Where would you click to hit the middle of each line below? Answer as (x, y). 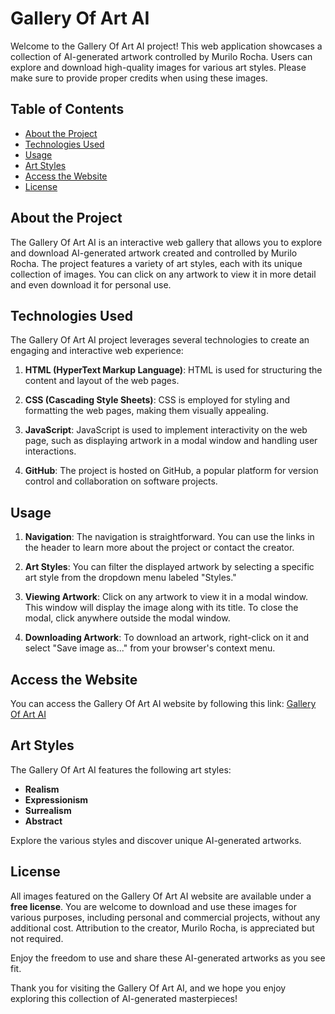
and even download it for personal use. (91, 284)
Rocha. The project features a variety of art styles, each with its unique (156, 263)
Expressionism (56, 799)
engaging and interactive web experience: (97, 351)
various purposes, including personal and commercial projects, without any (165, 917)
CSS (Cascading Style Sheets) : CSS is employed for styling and (157, 400)
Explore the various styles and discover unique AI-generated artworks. (156, 840)
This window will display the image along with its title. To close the (161, 608)
